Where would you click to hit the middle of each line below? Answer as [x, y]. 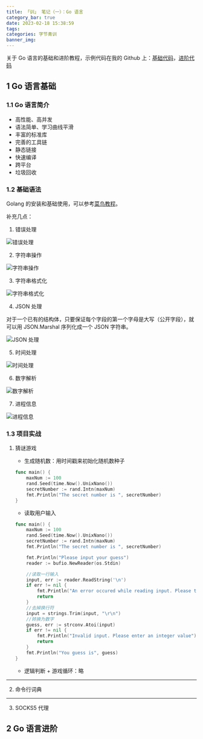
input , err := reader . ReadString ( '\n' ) [76, 580]
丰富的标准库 [31, 134]
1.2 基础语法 [24, 189]
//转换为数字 [40, 619]
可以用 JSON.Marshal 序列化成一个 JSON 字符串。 [69, 326]
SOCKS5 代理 [32, 708]
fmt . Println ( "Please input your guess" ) [78, 557]
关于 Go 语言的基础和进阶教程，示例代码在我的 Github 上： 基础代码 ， [93, 58]
